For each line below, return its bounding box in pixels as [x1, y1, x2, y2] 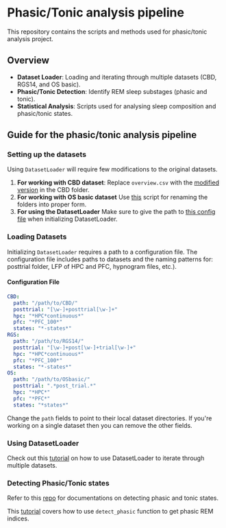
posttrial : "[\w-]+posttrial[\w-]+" [13, 306, 118, 313]
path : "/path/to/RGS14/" [13, 338, 84, 345]
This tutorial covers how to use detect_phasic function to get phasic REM [7, 507, 214, 516]
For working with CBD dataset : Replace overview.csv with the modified [16, 178, 219, 187]
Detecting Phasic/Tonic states [7, 478, 110, 488]
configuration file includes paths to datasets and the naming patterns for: [7, 255, 214, 263]
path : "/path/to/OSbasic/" [13, 376, 90, 383]
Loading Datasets [7, 232, 67, 241]
